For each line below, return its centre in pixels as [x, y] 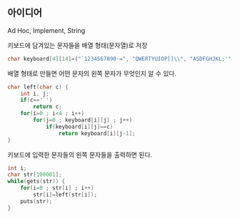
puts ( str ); [36, 201]
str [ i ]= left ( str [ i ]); [65, 195]
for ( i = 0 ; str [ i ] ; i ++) [57, 188]
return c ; [47, 107]
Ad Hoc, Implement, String [46, 30]
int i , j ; [35, 94]
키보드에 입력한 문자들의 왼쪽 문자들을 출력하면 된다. [80, 154]
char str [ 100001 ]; [35, 175]
